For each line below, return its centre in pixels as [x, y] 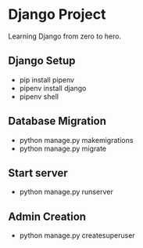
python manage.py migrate [63, 148]
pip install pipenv [47, 79]
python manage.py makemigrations [76, 140]
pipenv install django [53, 88]
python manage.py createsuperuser [77, 235]
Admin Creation [47, 216]
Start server [38, 173]
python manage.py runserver [66, 192]
